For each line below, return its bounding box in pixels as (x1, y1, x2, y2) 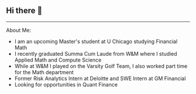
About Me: (6, 27, 32, 34)
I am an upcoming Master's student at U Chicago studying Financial (14, 38, 178, 45)
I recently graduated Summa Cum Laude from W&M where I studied (14, 50, 177, 57)
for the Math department (14, 68, 74, 75)
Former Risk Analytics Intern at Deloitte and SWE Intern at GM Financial (14, 75, 186, 82)
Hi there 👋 (6, 6, 43, 16)
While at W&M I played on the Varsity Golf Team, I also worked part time (14, 62, 188, 70)
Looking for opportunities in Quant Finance (14, 81, 118, 88)
